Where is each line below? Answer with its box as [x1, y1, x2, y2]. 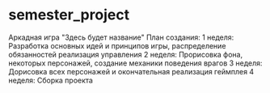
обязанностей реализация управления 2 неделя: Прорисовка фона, [8, 49, 243, 59]
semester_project [8, 6, 130, 24]
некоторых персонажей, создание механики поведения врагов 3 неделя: [8, 58, 263, 68]
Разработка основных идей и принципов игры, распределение [8, 40, 226, 50]
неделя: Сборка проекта [8, 75, 93, 85]
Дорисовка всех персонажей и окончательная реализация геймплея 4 [8, 66, 255, 76]
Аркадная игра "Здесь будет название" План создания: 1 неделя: [8, 32, 234, 42]
